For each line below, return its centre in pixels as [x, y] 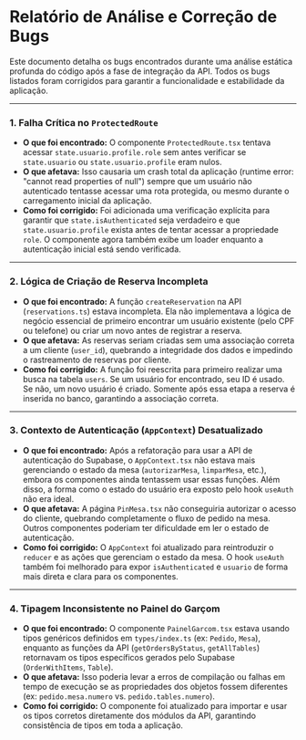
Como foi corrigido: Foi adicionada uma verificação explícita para [146, 211]
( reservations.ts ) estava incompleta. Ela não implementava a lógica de [157, 311]
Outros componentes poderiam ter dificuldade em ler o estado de [146, 527]
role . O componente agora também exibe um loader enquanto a [143, 240]
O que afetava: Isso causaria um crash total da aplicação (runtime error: [158, 172]
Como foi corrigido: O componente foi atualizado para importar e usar [155, 706]
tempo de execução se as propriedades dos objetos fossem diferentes [155, 687]
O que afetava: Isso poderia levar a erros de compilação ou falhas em [154, 677]
